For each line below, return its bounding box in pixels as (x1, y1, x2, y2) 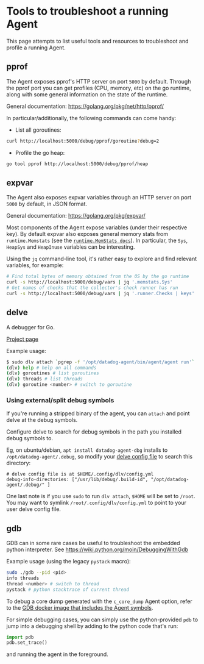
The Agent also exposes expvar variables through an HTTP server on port (6, 194, 192, 201)
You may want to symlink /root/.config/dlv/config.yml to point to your (6, 499, 187, 507)
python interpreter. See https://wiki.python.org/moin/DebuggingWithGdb (6, 546, 189, 553)
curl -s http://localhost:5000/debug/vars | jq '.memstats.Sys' (6, 279, 173, 285)
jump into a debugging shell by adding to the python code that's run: (6, 622, 178, 629)
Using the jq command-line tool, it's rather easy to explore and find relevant (6, 255, 197, 263)
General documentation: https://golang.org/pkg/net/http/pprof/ (6, 102, 164, 110)
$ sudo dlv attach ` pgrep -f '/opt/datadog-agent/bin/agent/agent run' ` (6, 359, 195, 365)
